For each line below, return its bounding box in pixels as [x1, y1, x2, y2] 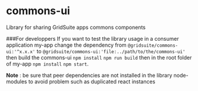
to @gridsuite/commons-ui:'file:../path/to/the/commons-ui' [36, 47, 186, 54]
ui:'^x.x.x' [6, 48, 35, 54]
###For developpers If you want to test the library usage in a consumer [6, 35, 179, 42]
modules [6, 78, 28, 85]
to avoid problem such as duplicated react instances [28, 78, 156, 85]
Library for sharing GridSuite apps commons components [6, 24, 146, 31]
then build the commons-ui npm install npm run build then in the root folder [6, 54, 192, 61]
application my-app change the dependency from [6, 41, 127, 48]
